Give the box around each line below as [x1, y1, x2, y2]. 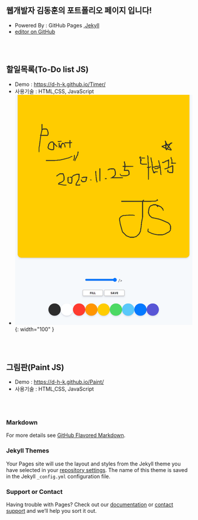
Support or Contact [6, 487, 63, 496]
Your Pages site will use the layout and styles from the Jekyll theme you [6, 460, 181, 467]
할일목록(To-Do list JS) [6, 65, 89, 75]
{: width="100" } [14, 326, 54, 333]
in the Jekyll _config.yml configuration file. [6, 473, 111, 480]
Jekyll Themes [6, 446, 50, 455]
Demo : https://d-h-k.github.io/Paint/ [14, 378, 105, 385]
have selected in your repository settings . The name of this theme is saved [6, 466, 188, 473]
